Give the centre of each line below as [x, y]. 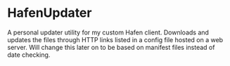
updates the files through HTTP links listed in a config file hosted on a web [115, 39]
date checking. [29, 55]
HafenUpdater [50, 13]
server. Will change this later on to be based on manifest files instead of [111, 47]
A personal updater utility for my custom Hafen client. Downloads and [108, 32]
